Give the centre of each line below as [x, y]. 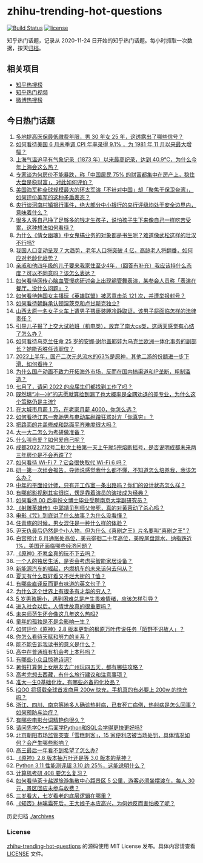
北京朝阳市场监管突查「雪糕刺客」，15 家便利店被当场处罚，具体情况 [100, 735]
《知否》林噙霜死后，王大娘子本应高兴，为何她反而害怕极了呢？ [95, 803]
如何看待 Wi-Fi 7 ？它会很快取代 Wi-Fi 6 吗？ [71, 462]
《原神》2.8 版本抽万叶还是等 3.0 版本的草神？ [74, 758]
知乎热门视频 [32, 92]
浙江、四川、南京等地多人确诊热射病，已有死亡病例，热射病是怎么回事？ [106, 705]
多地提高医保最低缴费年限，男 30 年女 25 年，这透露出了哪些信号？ [99, 136]
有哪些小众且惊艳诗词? [44, 659]
